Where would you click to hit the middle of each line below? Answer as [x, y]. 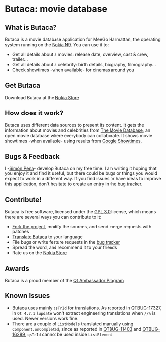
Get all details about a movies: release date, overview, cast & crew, [80, 54]
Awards [17, 268]
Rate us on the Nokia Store [40, 253]
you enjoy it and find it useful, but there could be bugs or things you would [81, 173]
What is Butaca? [31, 28]
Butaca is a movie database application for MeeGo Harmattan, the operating [83, 39]
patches [21, 232]
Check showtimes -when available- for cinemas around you [73, 70]
